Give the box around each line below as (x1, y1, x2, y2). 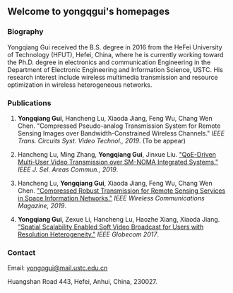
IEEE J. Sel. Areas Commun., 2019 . (17, 165, 119, 174)
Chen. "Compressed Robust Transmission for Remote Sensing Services (17, 186, 226, 195)
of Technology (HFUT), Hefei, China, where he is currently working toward (7, 50, 224, 59)
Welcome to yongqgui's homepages (7, 6, 170, 18)
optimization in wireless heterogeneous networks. (7, 80, 153, 89)
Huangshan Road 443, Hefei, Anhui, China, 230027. (7, 277, 157, 286)
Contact (7, 247, 36, 257)
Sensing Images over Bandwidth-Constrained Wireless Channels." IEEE (17, 128, 225, 137)
